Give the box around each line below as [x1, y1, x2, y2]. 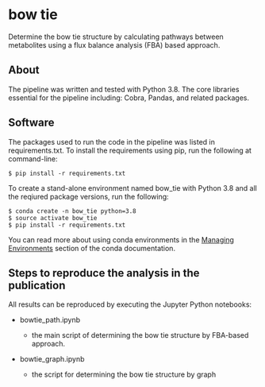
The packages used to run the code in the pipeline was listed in [8, 137, 216, 146]
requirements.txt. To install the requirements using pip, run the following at [8, 145, 252, 155]
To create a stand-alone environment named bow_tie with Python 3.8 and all [8, 183, 258, 192]
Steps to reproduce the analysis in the [8, 266, 200, 280]
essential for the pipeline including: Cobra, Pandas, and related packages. [8, 93, 250, 103]
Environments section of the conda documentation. [8, 243, 176, 253]
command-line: [8, 153, 58, 164]
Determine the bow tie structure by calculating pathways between [8, 32, 224, 41]
